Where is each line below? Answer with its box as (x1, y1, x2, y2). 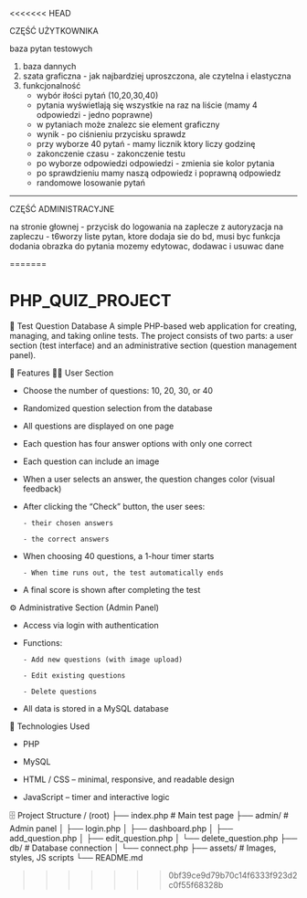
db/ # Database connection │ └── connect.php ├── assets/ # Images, (9, 842, 277, 853)
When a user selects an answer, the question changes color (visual (22, 473, 276, 484)
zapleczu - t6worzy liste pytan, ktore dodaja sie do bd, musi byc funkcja (9, 231, 281, 241)
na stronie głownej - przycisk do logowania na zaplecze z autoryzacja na (9, 221, 283, 232)
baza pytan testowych (9, 43, 93, 54)
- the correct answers (22, 534, 110, 544)
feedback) (22, 483, 62, 494)
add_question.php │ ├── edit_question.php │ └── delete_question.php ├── (9, 832, 298, 843)
